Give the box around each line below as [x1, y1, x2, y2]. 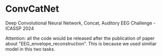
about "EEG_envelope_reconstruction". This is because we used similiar [5, 40, 157, 46]
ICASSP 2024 [5, 25, 34, 31]
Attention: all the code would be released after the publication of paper [5, 35, 155, 41]
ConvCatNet [5, 3, 59, 15]
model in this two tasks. [5, 46, 55, 52]
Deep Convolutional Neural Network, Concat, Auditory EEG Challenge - [5, 20, 156, 26]
